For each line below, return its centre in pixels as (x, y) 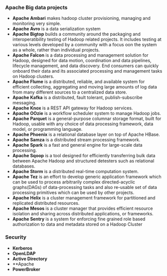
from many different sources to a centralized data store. (70, 92)
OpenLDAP (24, 253)
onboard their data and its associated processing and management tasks (87, 71)
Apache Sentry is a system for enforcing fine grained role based (79, 219)
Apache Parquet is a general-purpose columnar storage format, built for (87, 119)
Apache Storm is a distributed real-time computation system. (75, 172)
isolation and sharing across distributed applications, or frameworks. (83, 214)
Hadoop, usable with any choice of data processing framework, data (83, 124)
